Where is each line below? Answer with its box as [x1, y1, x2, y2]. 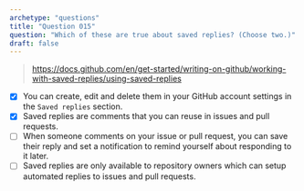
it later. [22, 151, 48, 162]
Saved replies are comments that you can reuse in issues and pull [22, 111, 270, 122]
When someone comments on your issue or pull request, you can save [22, 131, 288, 142]
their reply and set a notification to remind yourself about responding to [22, 141, 292, 152]
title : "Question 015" [9, 22, 96, 31]
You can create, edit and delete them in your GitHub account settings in [22, 91, 292, 102]
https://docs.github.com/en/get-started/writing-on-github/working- [31, 64, 287, 75]
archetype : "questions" [9, 13, 100, 23]
